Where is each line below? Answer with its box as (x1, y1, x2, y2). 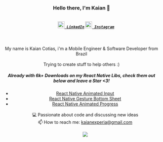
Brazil (76, 50, 87, 56)
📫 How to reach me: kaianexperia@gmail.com (38, 119, 133, 125)
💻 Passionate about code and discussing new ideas (32, 111, 138, 118)
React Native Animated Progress (52, 101, 119, 107)
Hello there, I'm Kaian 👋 (52, 4, 111, 11)
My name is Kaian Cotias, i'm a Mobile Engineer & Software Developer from (5, 46, 158, 51)
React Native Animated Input (56, 90, 115, 96)
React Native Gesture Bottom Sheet (49, 95, 122, 101)
